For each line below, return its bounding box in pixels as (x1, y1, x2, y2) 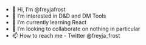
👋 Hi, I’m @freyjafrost (12, 6, 66, 13)
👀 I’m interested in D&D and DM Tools (12, 12, 106, 19)
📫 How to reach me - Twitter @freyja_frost (12, 32, 120, 39)
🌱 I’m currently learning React (12, 19, 87, 26)
